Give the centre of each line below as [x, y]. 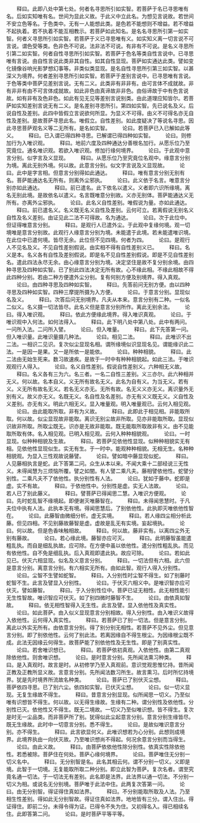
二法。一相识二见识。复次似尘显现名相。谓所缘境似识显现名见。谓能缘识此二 [100, 344]
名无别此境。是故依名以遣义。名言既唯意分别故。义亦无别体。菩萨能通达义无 [100, 195]
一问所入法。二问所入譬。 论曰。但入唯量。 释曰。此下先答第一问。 [99, 329]
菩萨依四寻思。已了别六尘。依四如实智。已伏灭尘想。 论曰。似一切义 [96, 687]
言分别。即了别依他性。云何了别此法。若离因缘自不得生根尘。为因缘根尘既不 [100, 635]
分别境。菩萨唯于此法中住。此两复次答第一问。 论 [119, 784]
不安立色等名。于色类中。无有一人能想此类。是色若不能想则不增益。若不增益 [100, 24]
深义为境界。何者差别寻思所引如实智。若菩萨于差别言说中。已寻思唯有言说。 [100, 76]
